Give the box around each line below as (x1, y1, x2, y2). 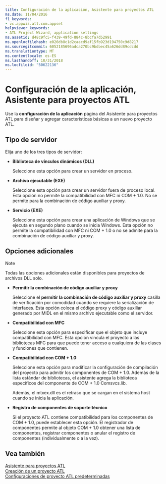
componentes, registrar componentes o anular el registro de (12, 430, 135, 436)
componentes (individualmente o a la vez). (12, 435, 100, 441)
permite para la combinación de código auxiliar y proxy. (12, 198, 126, 204)
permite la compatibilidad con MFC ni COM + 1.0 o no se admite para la (12, 227, 158, 233)
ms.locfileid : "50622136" (5, 62, 58, 67)
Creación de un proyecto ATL (5, 468, 65, 474)
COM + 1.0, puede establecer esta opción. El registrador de (12, 419, 134, 425)
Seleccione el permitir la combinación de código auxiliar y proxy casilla (12, 294, 161, 300)
